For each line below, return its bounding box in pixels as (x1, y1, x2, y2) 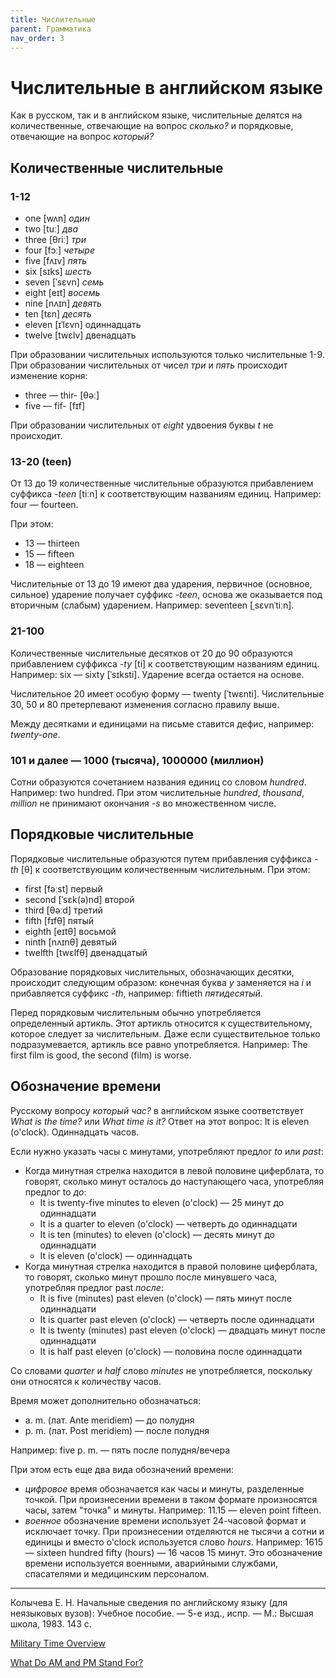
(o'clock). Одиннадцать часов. (10, 1126, 140, 1138)
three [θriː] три (24, 234, 87, 245)
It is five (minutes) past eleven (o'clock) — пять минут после (39, 1292, 292, 1304)
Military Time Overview (10, 1637, 106, 1649)
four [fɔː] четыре (24, 244, 95, 256)
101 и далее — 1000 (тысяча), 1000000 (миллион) (10, 753, 265, 767)
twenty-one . (10, 728, 61, 740)
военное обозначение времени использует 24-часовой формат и (24, 1514, 307, 1526)
